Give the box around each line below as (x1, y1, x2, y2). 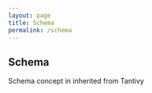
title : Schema (8, 19, 55, 27)
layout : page (8, 11, 51, 20)
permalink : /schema (8, 26, 72, 34)
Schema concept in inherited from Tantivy (8, 76, 144, 86)
